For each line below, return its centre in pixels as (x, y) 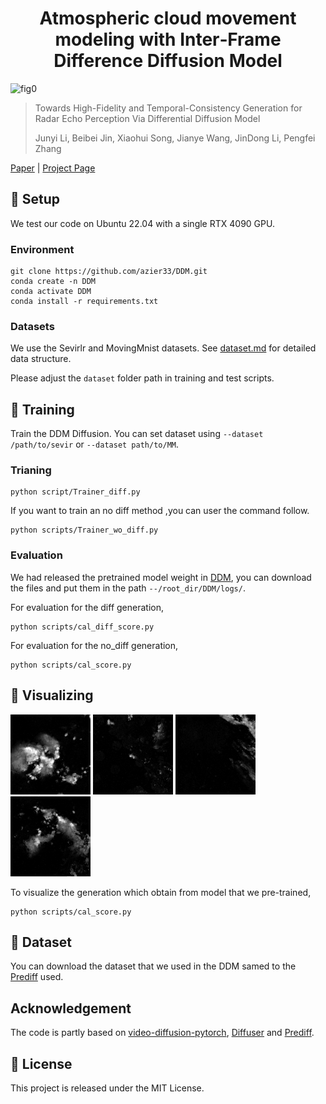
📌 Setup (35, 199)
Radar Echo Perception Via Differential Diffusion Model (147, 118)
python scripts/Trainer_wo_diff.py (84, 530)
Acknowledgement (71, 1008)
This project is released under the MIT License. (107, 1088)
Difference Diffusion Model (168, 61)
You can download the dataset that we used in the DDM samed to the (153, 966)
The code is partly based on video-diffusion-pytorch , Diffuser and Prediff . (162, 1033)
